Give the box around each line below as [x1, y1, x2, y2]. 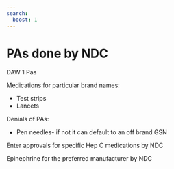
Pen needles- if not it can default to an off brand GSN [16, 128, 167, 136]
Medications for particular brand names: [6, 81, 121, 89]
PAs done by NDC [6, 46, 109, 61]
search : [6, 10, 29, 17]
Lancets [16, 102, 39, 110]
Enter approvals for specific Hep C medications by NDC [6, 141, 164, 150]
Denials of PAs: [6, 115, 49, 123]
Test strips [16, 95, 47, 103]
